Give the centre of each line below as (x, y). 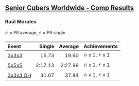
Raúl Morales (21, 22)
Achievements (101, 46)
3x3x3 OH (19, 75)
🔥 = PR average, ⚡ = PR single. (36, 32)
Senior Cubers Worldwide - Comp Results (69, 8)
